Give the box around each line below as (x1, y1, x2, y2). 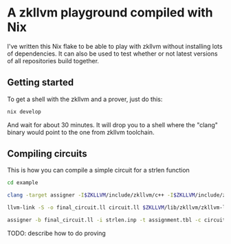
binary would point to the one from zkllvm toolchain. (7, 128, 155, 136)
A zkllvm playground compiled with (7, 5, 213, 21)
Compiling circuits (7, 148, 87, 159)
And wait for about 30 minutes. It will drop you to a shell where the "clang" (7, 120, 219, 129)
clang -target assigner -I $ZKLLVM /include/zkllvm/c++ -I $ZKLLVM (7, 192, 195, 199)
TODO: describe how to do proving (7, 229, 107, 237)
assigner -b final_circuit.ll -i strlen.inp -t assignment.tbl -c (7, 217, 201, 224)
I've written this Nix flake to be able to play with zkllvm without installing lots (7, 42, 223, 50)
